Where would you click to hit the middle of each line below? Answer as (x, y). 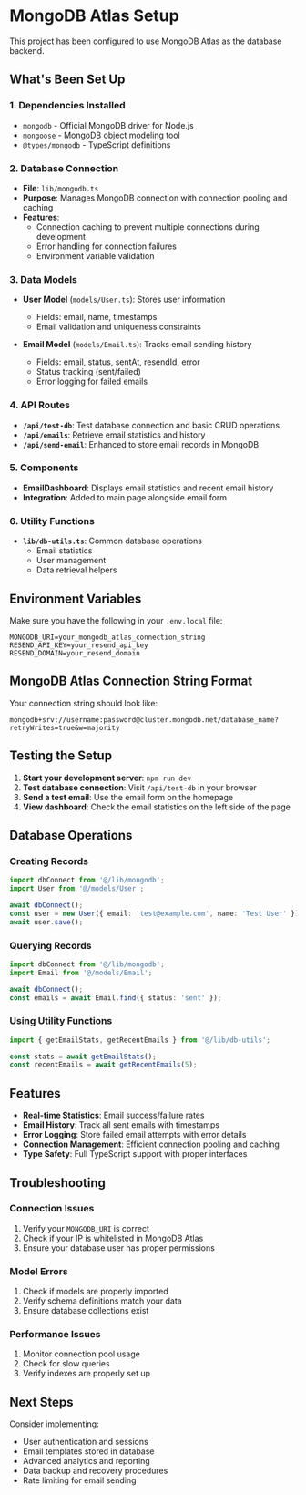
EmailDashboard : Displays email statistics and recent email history (148, 488)
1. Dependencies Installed (67, 106)
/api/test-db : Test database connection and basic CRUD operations (151, 425)
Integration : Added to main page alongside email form (125, 497)
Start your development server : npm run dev (107, 778)
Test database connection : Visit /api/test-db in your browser (139, 787)
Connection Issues (52, 1209)
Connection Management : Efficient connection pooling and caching (151, 1144)
